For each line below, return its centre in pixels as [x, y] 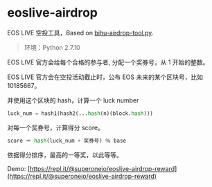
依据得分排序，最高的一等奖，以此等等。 [65, 154]
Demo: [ [19, 168]
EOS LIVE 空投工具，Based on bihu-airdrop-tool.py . [80, 33]
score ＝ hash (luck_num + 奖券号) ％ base [67, 141]
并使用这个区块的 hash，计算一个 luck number [73, 100]
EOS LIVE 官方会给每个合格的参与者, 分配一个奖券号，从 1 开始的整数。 [108, 62]
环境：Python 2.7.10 [52, 47]
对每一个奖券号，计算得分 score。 [55, 127]
